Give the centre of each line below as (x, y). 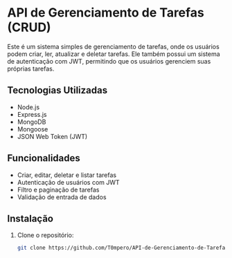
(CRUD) (29, 27)
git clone (32, 248)
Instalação (30, 218)
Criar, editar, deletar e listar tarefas (66, 175)
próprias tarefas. (31, 68)
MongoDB (32, 122)
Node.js (28, 107)
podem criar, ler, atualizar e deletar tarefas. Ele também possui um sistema (114, 54)
